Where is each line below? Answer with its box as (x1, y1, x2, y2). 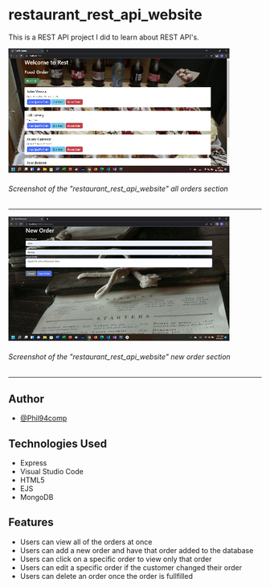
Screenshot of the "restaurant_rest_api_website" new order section (8, 352, 231, 362)
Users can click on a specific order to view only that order (19, 554, 212, 564)
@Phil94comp (19, 413, 67, 424)
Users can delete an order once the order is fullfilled (19, 571, 193, 581)
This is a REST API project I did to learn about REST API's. (8, 32, 199, 42)
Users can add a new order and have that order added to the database (19, 545, 254, 555)
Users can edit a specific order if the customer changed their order (19, 562, 243, 573)
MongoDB (19, 492, 54, 502)
